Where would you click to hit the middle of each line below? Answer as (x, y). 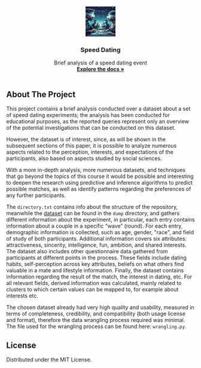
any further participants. (36, 195)
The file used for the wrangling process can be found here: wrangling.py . (96, 326)
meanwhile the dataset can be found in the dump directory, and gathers (93, 213)
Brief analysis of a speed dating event (100, 63)
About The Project (41, 94)
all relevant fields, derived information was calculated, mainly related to (94, 283)
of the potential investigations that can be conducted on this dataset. (91, 128)
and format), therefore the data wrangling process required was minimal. (96, 320)
